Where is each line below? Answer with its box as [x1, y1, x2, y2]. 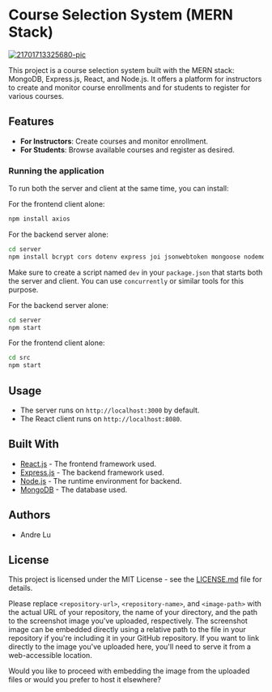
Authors [8, 508, 51, 522]
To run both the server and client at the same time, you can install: [8, 184, 229, 194]
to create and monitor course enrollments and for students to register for [8, 83, 251, 92]
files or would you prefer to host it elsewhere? [8, 675, 162, 685]
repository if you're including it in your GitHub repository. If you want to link [8, 634, 260, 643]
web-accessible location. [8, 651, 93, 660]
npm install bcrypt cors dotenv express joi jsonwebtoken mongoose [8, 253, 241, 261]
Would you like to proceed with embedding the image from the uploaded [8, 666, 250, 676]
